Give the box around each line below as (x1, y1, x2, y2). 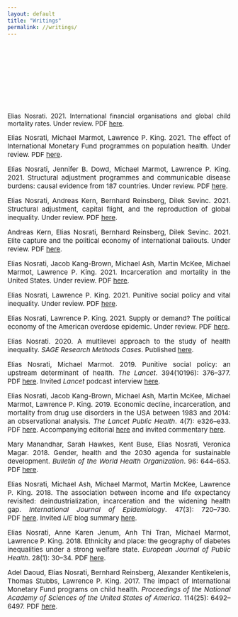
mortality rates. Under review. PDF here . (7, 119, 125, 128)
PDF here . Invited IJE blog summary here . (7, 513, 137, 523)
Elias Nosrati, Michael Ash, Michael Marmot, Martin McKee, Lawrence (7, 480, 231, 489)
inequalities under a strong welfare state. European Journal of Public (7, 545, 231, 555)
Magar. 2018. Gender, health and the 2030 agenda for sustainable (7, 448, 231, 458)
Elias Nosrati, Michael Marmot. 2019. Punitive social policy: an (7, 360, 231, 369)
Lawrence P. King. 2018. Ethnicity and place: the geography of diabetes (7, 537, 231, 546)
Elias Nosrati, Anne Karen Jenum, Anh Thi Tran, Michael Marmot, (7, 528, 231, 537)
